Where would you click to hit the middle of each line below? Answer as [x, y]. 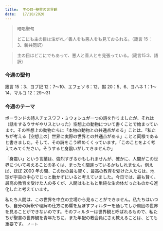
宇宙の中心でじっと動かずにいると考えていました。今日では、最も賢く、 [86, 177]
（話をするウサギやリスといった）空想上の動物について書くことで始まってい [81, 124]
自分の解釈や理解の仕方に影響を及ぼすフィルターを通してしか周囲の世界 [86, 206]
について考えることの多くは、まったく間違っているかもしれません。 [77, 165]
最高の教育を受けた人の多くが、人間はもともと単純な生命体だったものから [80, 183]
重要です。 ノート [22, 224]
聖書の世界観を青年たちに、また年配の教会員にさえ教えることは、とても [86, 218]
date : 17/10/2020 [25, 14]
